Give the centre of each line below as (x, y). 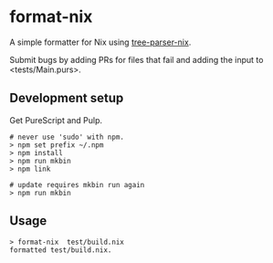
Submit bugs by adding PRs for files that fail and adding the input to (136, 59)
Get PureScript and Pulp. (56, 120)
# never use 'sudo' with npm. (67, 137)
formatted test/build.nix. (61, 250)
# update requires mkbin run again (77, 184)
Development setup (67, 98)
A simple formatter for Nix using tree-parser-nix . (100, 42)
